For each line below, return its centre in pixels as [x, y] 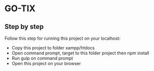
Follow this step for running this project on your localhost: [63, 38]
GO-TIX [20, 9]
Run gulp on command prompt [42, 58]
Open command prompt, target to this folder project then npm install [80, 53]
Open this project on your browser [46, 63]
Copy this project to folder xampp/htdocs [53, 48]
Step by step [24, 27]
